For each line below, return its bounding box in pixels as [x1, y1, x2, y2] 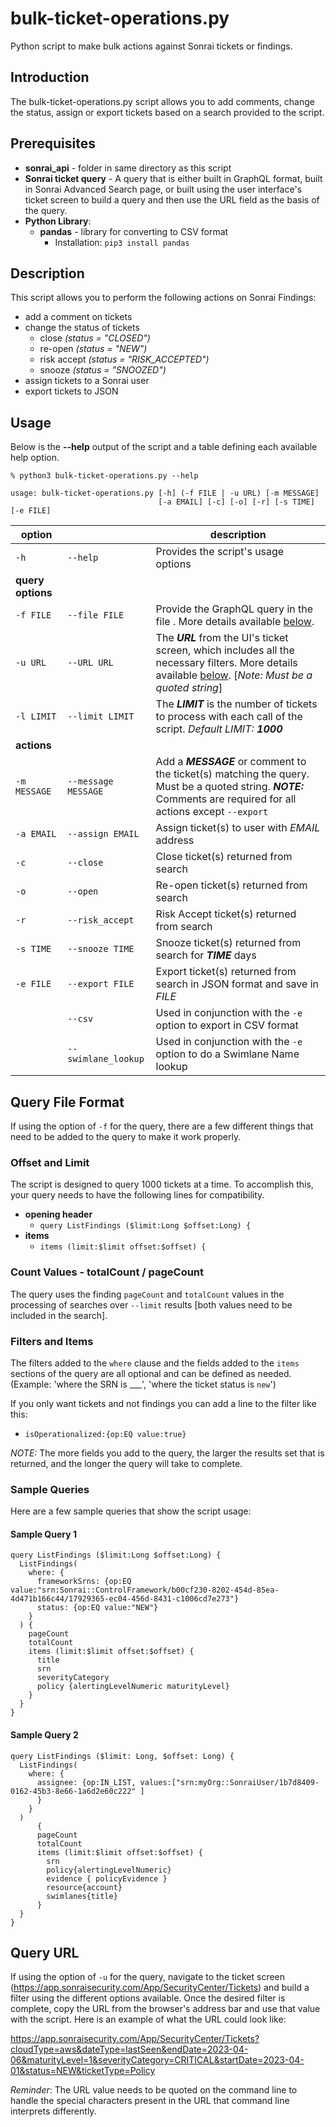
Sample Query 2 [10, 1728, 79, 1741]
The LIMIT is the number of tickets [155, 697, 318, 711]
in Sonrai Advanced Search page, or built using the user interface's [24, 183, 303, 195]
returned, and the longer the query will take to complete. [10, 1457, 243, 1469]
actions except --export [155, 805, 269, 819]
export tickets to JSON [24, 385, 119, 397]
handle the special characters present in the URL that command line [10, 2095, 290, 2107]
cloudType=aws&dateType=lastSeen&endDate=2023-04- [10, 2043, 249, 2056]
